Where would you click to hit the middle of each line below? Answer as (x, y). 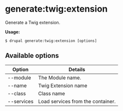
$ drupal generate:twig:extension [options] (51, 41)
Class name (52, 93)
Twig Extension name (63, 85)
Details (77, 69)
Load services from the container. (77, 101)
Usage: (13, 32)
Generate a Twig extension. (33, 22)
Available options (32, 56)
